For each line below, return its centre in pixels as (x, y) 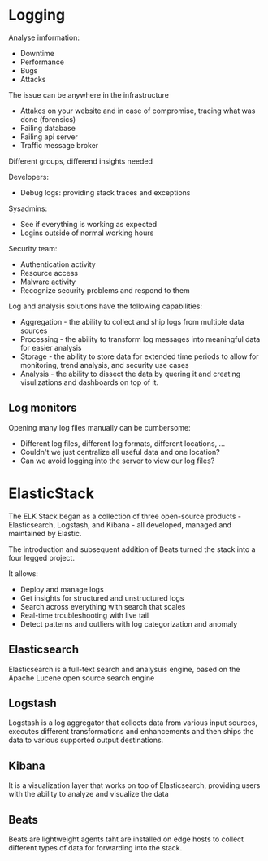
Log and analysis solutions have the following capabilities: (106, 306)
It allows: (24, 573)
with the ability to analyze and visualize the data (89, 794)
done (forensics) (48, 119)
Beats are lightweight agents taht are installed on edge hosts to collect (126, 839)
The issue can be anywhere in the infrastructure (89, 94)
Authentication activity (58, 264)
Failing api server (49, 137)
